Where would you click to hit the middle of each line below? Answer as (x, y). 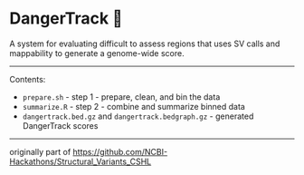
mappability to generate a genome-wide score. (97, 53)
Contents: (28, 79)
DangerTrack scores (60, 125)
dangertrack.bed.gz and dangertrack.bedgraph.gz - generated (138, 116)
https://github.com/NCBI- (120, 151)
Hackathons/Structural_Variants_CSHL (81, 161)
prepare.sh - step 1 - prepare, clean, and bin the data (121, 97)
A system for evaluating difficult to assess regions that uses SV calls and (145, 44)
